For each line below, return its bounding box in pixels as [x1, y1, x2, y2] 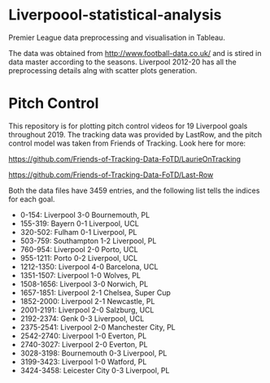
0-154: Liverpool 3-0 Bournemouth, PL [20, 210, 150, 220]
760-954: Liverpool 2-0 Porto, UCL [20, 244, 138, 254]
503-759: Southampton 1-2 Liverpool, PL [20, 236, 157, 246]
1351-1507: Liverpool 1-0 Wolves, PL [20, 270, 141, 280]
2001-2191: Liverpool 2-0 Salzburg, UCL [20, 305, 155, 315]
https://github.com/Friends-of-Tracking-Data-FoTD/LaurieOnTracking [8, 154, 242, 163]
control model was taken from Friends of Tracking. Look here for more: [8, 138, 246, 148]
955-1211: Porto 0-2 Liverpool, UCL [20, 253, 138, 263]
